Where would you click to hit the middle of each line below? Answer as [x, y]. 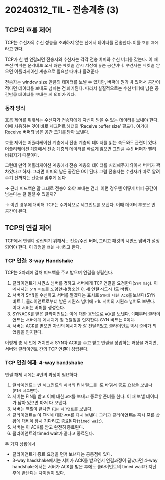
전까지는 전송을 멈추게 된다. [41, 178]
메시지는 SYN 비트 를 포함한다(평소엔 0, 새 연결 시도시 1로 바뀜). [72, 289]
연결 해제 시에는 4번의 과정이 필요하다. [42, 374]
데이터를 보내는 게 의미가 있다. [47, 94]
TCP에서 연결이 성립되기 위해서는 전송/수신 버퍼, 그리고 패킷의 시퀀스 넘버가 [78, 241]
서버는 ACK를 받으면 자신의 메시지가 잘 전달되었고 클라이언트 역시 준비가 [82, 326]
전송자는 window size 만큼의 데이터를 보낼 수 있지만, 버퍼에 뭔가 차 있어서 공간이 [82, 82]
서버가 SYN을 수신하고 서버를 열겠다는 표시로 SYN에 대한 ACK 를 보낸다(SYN [84, 295]
